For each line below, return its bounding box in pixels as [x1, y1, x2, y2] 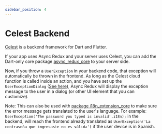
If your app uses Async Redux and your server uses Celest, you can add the [5, 53, 157, 59]
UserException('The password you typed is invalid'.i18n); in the [5, 113, 139, 119]
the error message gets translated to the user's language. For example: [5, 108, 147, 114]
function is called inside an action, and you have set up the [5, 78, 122, 84]
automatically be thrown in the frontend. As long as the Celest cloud [5, 73, 141, 79]
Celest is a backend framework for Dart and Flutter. [5, 44, 107, 50]
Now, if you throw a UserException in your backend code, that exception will [5, 68, 156, 74]
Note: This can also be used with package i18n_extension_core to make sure [5, 103, 157, 109]
